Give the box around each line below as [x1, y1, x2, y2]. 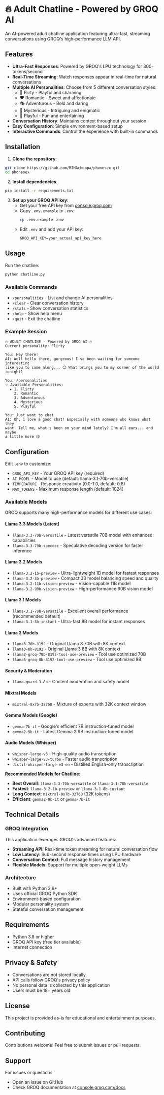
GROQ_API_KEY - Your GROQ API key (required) [12, 470, 104, 476]
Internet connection [12, 944, 53, 950]
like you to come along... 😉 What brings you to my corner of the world [5, 365, 159, 370]
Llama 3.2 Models [5, 559, 43, 565]
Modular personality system [12, 901, 69, 907]
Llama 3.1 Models [5, 597, 41, 603]
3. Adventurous [14, 395, 45, 400]
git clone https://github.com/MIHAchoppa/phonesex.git [5, 165, 120, 170]
